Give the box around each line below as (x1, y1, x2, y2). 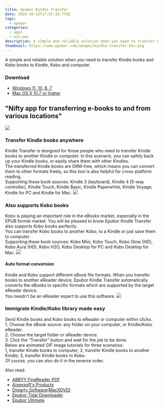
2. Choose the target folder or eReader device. (5, 332, 98, 337)
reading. (5, 174, 22, 180)
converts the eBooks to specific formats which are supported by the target (5, 282, 154, 288)
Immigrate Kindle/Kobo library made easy (5, 305, 105, 312)
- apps (9, 30, 23, 35)
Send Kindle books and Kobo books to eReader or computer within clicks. (5, 316, 152, 322)
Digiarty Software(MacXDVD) (12, 387, 71, 392)
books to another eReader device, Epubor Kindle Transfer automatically (5, 277, 148, 283)
